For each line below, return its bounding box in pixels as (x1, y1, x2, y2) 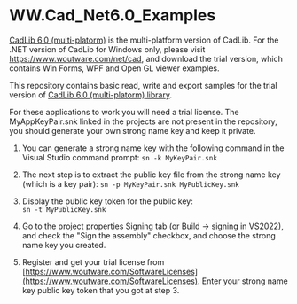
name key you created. (21, 239, 106, 250)
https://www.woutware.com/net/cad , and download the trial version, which (9, 53, 284, 64)
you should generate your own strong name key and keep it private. (9, 125, 256, 136)
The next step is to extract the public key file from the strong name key (21, 169, 281, 180)
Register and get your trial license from (21, 256, 165, 267)
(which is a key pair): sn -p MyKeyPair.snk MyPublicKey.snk (21, 178, 239, 189)
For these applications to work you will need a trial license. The (9, 106, 239, 117)
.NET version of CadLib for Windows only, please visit (9, 43, 206, 54)
